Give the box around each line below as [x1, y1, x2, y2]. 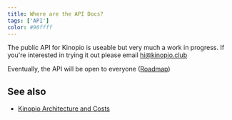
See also [7, 85, 46, 97]
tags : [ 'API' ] [7, 17, 50, 24]
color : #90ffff [7, 24, 53, 31]
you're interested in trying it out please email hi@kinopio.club [7, 51, 188, 59]
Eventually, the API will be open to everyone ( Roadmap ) [7, 65, 171, 74]
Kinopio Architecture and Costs [17, 104, 111, 113]
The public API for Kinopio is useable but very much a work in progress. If [7, 44, 225, 52]
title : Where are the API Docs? [7, 10, 104, 18]
